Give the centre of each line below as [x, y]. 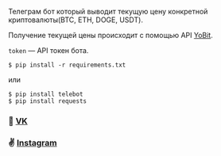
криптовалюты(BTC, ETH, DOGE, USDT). [76, 20]
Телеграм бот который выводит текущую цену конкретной [108, 11]
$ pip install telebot [46, 94]
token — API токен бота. [48, 50]
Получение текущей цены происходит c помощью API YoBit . [111, 35]
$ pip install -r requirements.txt [67, 65]
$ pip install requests [48, 101]
